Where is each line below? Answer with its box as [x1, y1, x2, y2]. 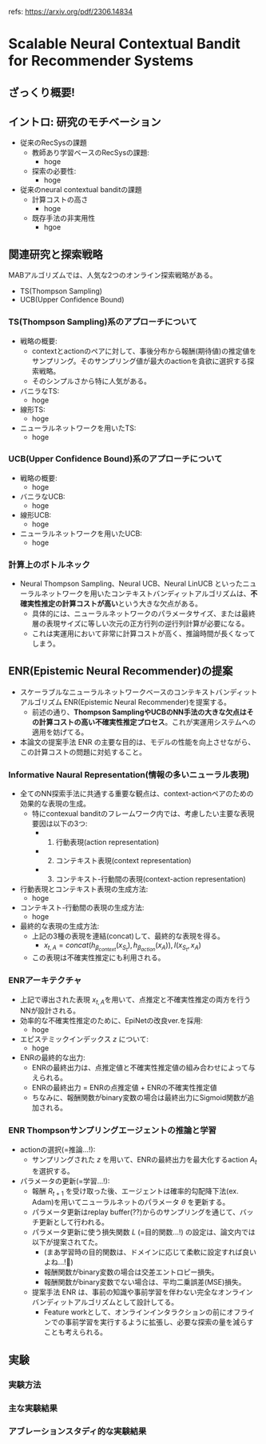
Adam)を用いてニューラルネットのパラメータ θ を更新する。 [31, 1198, 230, 1207]
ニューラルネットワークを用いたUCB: [19, 528, 142, 538]
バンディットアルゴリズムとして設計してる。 [31, 1298, 179, 1307]
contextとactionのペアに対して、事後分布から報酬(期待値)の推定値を [31, 346, 257, 355]
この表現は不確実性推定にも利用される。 [31, 953, 165, 962]
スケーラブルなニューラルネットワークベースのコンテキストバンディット [19, 687, 258, 697]
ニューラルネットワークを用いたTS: [19, 423, 137, 433]
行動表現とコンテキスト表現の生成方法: [19, 884, 149, 894]
